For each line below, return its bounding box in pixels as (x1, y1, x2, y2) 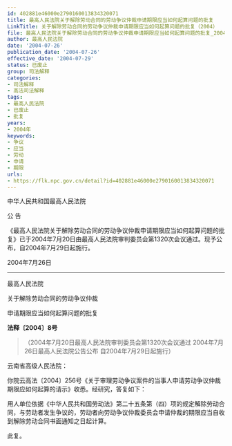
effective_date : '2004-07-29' (7, 55, 95, 62)
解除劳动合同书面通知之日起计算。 (12, 417, 110, 425)
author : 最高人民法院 (7, 36, 64, 43)
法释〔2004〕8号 (7, 324, 58, 332)
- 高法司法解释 (7, 87, 45, 94)
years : (7, 119, 26, 127)
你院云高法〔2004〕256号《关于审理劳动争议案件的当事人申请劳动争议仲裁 (7, 376, 221, 384)
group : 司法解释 (7, 68, 50, 75)
